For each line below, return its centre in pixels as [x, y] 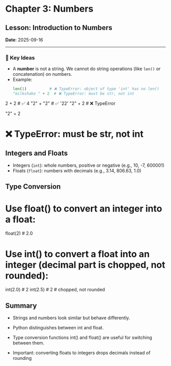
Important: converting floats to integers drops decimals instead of [81, 353]
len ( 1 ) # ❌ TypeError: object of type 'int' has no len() [86, 89]
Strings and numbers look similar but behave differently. [71, 318]
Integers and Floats [37, 153]
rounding [22, 358]
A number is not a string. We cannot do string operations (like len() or [87, 69]
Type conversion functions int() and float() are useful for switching [82, 338]
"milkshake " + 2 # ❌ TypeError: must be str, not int [74, 94]
